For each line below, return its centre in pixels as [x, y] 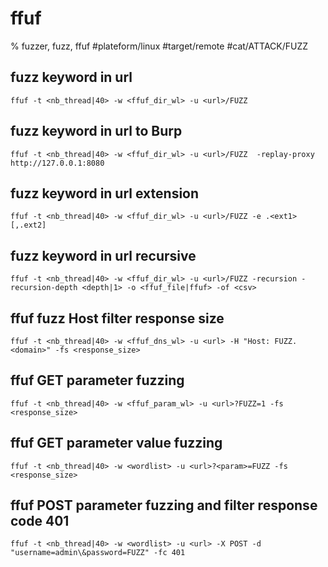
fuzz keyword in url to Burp [96, 131]
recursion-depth [44, 288]
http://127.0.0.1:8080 [57, 163]
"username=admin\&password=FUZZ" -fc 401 [98, 553]
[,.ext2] [28, 225]
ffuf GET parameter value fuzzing [116, 443]
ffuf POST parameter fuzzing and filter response [164, 505]
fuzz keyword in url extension [105, 193]
